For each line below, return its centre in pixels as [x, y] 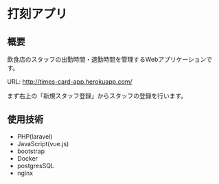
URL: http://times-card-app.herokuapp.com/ [70, 82]
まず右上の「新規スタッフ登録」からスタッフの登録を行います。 [97, 96]
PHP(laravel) [35, 136]
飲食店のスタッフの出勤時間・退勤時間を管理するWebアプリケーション [107, 59]
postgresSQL [36, 165]
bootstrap [31, 151]
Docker [27, 158]
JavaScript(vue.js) [43, 143]
